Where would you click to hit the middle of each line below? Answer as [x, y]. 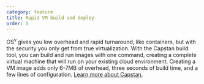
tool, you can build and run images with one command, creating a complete [102, 55]
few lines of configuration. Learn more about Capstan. [75, 75]
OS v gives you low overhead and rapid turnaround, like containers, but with [101, 42]
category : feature [30, 12]
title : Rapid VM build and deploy [51, 18]
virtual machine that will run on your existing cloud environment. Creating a [101, 61]
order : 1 [17, 23]
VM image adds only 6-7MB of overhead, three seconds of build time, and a [102, 68]
